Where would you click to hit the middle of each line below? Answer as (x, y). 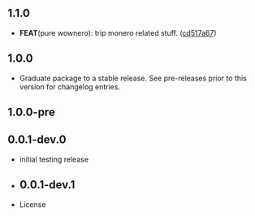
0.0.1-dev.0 (37, 140)
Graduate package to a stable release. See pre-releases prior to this (133, 78)
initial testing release (54, 159)
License (32, 204)
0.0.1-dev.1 (47, 185)
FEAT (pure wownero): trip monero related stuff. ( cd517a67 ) (118, 32)
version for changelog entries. (70, 86)
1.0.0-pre (32, 112)
